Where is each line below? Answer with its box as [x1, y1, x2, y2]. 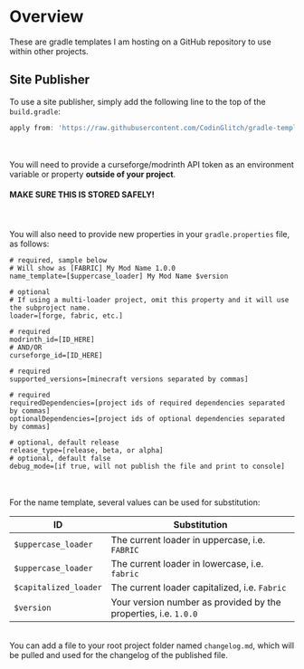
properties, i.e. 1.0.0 [110, 607, 198, 619]
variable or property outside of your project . [9, 168, 176, 179]
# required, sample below [9, 255, 107, 264]
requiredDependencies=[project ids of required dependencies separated [9, 398, 285, 407]
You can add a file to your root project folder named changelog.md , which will [9, 640, 295, 651]
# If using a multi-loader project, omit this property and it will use [9, 295, 290, 304]
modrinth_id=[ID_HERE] [9, 335, 95, 344]
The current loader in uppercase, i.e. [110, 533, 266, 546]
